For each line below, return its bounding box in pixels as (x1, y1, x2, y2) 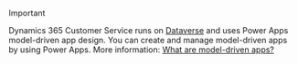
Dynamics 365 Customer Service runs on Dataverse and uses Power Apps (8, 25, 289, 35)
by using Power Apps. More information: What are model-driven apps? (8, 44, 275, 55)
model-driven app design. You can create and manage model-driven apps (8, 35, 288, 45)
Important (8, 8, 46, 18)
